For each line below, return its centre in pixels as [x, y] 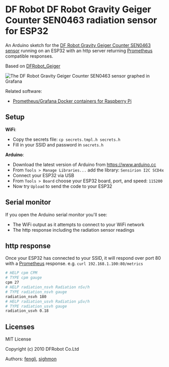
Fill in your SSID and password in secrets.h [58, 144]
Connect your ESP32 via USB [44, 175]
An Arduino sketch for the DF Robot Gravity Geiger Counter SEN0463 [78, 45]
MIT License [18, 339]
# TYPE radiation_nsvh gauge [36, 292]
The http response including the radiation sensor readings [74, 230]
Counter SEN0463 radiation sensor [81, 20]
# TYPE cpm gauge [24, 278]
